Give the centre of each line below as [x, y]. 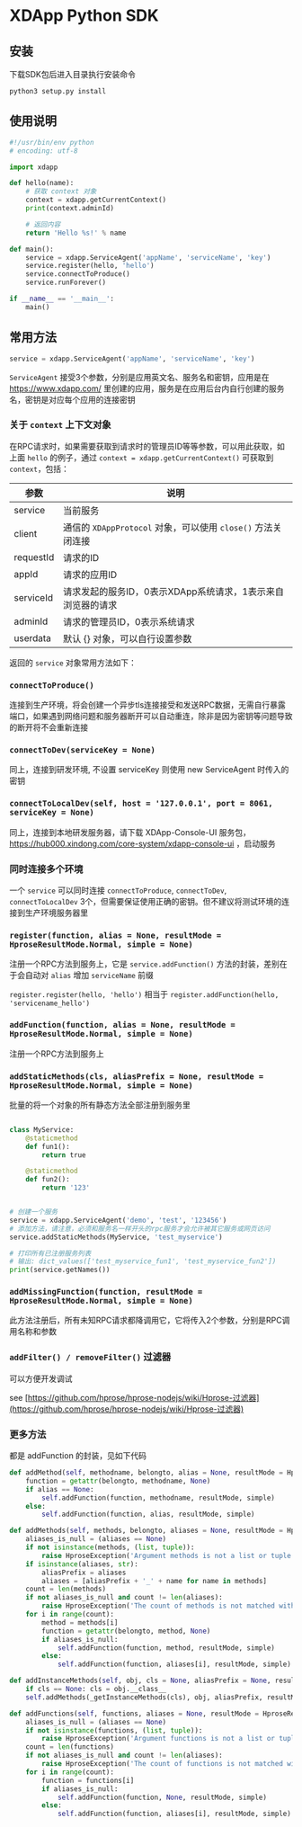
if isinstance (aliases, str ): [82, 1564]
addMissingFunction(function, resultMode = [106, 1292]
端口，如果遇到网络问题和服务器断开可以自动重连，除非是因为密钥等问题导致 [151, 717]
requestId [34, 557]
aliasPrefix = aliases [84, 1573]
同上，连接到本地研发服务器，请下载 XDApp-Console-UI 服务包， [130, 832]
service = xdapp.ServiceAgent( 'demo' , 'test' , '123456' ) [118, 1220]
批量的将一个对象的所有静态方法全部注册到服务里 [100, 1105]
